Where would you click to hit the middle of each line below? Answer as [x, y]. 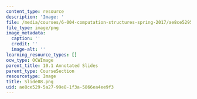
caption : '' [26, 38]
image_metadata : [26, 33]
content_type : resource [35, 11]
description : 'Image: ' [35, 17]
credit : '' [25, 44]
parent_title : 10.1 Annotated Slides [52, 66]
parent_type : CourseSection [40, 71]
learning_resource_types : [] [42, 55]
